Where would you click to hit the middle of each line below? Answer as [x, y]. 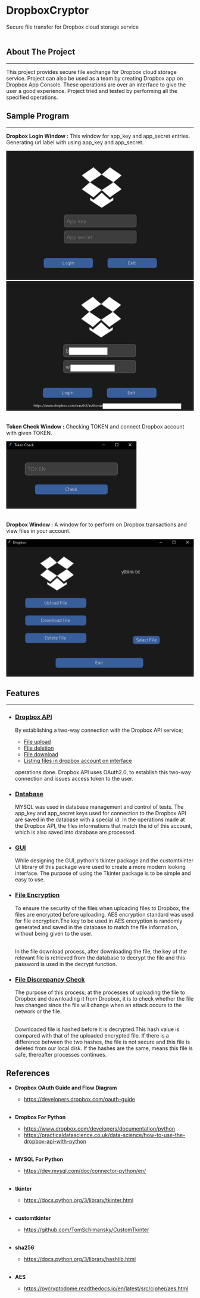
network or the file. [38, 1011]
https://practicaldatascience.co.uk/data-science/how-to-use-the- [104, 1135]
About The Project [41, 52]
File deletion [39, 748]
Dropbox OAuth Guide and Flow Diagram [66, 1088]
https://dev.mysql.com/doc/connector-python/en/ [85, 1170]
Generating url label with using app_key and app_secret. [75, 142]
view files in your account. [38, 530]
